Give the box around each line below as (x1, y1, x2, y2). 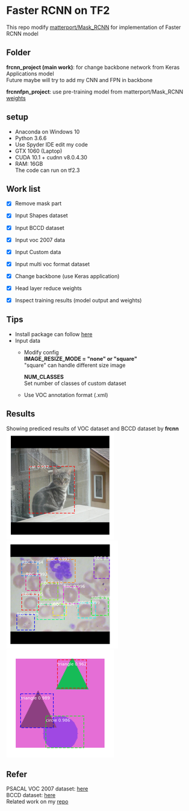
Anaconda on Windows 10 (14, 128, 80, 135)
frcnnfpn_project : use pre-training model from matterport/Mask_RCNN (6, 88, 184, 95)
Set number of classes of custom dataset (23, 380, 126, 387)
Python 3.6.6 (14, 134, 47, 142)
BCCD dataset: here (6, 792, 56, 799)
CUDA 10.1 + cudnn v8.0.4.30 (14, 153, 87, 161)
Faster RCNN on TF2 (6, 4, 110, 17)
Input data (14, 337, 41, 344)
